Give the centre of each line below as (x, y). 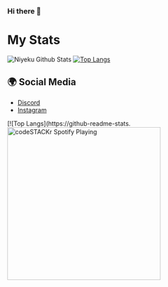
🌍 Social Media (42, 82)
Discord (29, 102)
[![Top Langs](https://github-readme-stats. (69, 123)
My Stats (34, 40)
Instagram (32, 110)
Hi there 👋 (24, 11)
